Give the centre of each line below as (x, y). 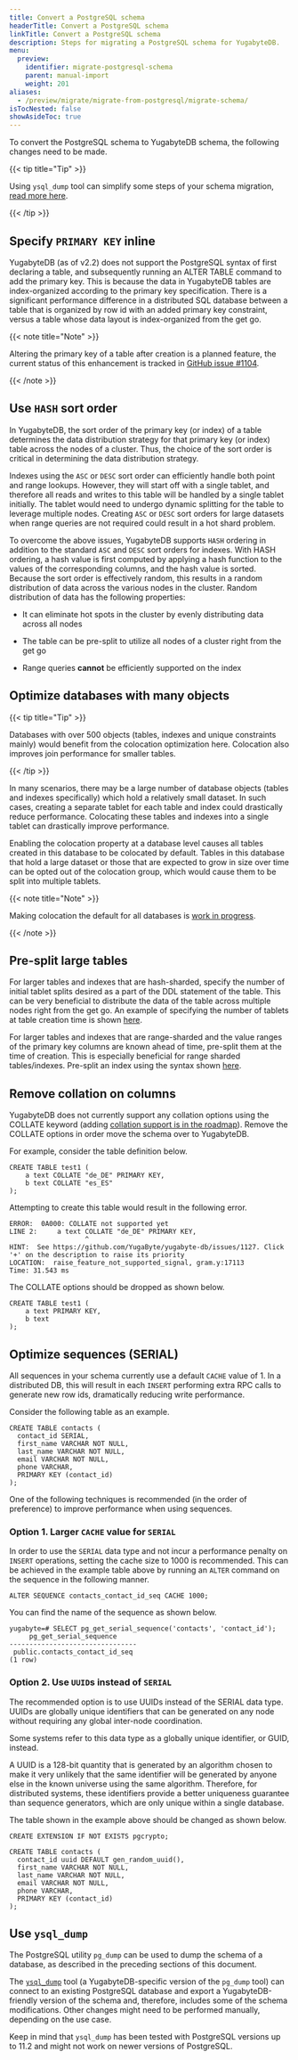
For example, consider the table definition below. (99, 1151)
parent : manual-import (67, 76)
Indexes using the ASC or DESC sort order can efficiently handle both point (142, 475)
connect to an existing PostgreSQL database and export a (115, 1991)
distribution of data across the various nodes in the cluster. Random (133, 587)
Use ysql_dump (49, 1933)
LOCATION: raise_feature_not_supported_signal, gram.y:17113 (127, 1263)
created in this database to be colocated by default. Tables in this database (147, 853)
